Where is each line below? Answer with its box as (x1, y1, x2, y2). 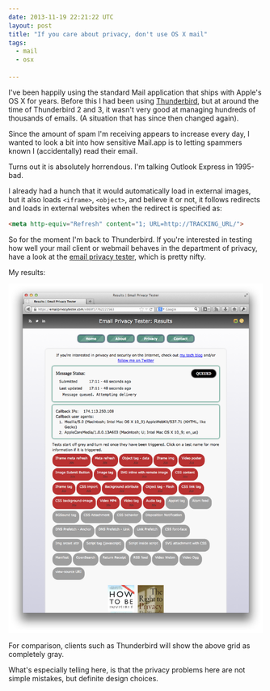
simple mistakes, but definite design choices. (8, 673, 159, 683)
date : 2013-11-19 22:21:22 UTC (8, 13, 114, 21)
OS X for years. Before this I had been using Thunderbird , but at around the (8, 95, 259, 105)
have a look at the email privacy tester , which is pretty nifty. (8, 252, 206, 261)
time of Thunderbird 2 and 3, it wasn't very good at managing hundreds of (8, 104, 256, 114)
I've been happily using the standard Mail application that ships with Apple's (8, 87, 262, 97)
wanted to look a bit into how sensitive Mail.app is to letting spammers (8, 138, 243, 147)
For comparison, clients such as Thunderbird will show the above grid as (8, 640, 251, 651)
